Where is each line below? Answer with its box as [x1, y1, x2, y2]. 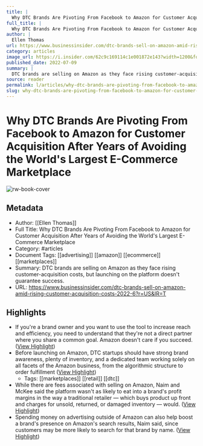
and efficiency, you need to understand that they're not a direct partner [14, 330, 193, 337]
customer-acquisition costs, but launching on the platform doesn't [14, 270, 180, 278]
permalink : [6, 82, 34, 88]
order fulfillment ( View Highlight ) [14, 368, 97, 376]
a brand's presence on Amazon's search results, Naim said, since [14, 420, 178, 427]
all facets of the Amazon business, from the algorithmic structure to [14, 362, 183, 370]
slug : [6, 88, 20, 94]
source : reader [6, 76, 45, 82]
